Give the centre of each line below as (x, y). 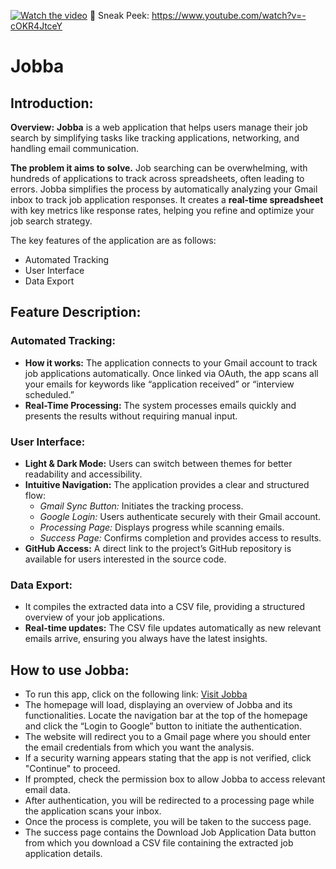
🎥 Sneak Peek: (119, 15)
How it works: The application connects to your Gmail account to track (171, 362)
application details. (63, 854)
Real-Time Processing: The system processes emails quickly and (160, 405)
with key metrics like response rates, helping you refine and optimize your (162, 210)
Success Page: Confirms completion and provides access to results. (180, 537)
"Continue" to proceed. (72, 769)
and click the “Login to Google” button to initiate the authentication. (163, 726)
